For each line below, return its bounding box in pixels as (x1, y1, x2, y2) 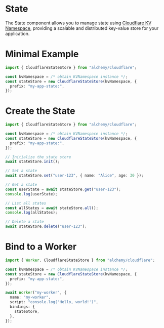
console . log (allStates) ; (5, 210, 58, 215)
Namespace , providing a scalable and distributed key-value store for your (5, 25, 159, 31)
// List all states (5, 200, 47, 206)
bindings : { (10, 304, 35, 309)
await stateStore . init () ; (5, 159, 60, 165)
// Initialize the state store (5, 154, 71, 159)
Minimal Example (5, 49, 79, 60)
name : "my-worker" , (10, 295, 51, 300)
